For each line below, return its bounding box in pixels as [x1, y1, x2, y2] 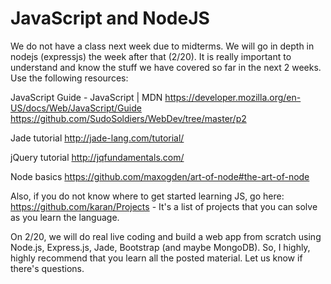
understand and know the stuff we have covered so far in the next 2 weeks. [10, 61, 322, 73]
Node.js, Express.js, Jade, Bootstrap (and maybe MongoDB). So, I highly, [10, 241, 311, 253]
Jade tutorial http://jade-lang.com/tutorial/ [10, 132, 185, 144]
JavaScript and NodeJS [10, 7, 210, 30]
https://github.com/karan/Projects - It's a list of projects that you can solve [10, 200, 318, 212]
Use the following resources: [10, 72, 129, 84]
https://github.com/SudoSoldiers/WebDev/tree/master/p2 [10, 112, 247, 124]
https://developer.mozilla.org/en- [164, 91, 302, 103]
